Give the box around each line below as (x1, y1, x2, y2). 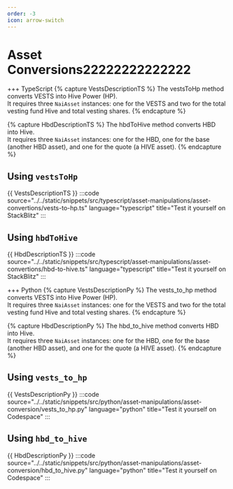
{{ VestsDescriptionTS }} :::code (7, 189, 99, 198)
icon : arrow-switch (7, 17, 64, 24)
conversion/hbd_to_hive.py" (7, 466, 88, 474)
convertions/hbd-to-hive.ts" (7, 265, 88, 273)
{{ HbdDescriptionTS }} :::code (7, 250, 96, 258)
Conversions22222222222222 (7, 61, 191, 78)
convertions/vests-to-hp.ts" (7, 204, 87, 212)
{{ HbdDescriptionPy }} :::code (7, 451, 96, 460)
